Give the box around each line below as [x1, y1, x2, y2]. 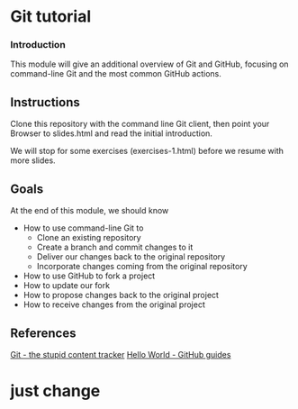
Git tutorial [10, 6, 92, 27]
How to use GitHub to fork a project [23, 270, 156, 281]
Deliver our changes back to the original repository [36, 251, 226, 262]
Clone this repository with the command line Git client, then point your [10, 119, 270, 130]
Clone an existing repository [36, 232, 142, 243]
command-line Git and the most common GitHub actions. [10, 68, 221, 79]
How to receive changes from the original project [23, 299, 205, 310]
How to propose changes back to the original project [23, 290, 220, 301]
